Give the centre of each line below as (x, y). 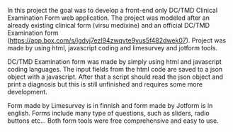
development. (27, 92)
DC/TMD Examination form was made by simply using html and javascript (114, 62)
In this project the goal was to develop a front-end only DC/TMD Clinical (113, 10)
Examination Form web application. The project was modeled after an (109, 18)
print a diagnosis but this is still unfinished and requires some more (105, 84)
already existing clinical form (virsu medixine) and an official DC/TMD (109, 25)
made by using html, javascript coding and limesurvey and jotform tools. (113, 48)
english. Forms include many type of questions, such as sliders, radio (109, 113)
